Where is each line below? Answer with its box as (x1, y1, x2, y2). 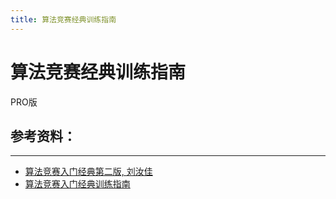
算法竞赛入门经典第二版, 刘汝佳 (24, 166, 153, 178)
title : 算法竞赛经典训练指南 (10, 14, 117, 25)
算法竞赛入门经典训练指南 (24, 178, 131, 190)
